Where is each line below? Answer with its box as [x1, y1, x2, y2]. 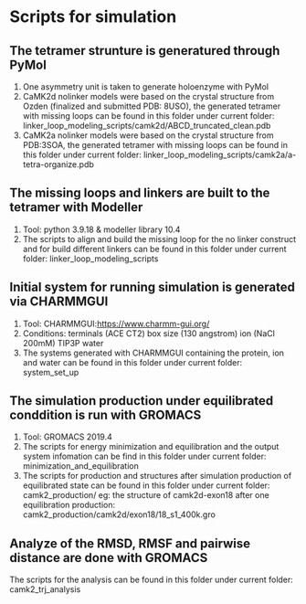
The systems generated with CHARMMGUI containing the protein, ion [22, 347, 285, 358]
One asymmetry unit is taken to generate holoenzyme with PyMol [22, 81, 269, 92]
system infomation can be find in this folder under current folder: [22, 450, 267, 462]
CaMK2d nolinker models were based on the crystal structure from [22, 91, 275, 101]
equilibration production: [22, 500, 116, 511]
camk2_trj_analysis [9, 584, 81, 595]
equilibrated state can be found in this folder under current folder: [22, 480, 270, 491]
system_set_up [22, 366, 79, 377]
